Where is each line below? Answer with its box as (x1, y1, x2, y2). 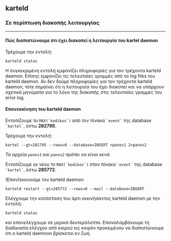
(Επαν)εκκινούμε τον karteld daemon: (5, 176, 85, 183)
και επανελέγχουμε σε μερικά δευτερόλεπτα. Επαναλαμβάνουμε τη (5, 220, 150, 226)
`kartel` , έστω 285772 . (5, 167, 56, 173)
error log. (5, 94, 25, 101)
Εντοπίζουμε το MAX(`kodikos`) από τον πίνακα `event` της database (5, 117, 152, 124)
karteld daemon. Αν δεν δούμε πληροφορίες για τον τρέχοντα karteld (5, 78, 153, 84)
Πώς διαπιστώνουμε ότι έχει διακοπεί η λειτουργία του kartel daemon (5, 38, 158, 44)
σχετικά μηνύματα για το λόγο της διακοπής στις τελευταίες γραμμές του (5, 89, 162, 95)
